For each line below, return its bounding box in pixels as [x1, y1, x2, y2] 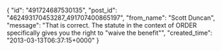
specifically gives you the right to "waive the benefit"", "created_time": [6, 28, 213, 37]
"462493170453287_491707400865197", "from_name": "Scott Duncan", [6, 13, 216, 22]
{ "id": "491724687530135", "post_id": [6, 6, 118, 14]
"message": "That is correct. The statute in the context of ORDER [6, 21, 197, 29]
